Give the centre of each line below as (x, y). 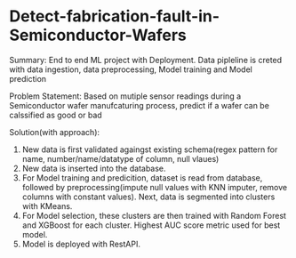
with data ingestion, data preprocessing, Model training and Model (131, 69)
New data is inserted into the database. (94, 168)
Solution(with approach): (55, 132)
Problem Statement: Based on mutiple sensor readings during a (125, 96)
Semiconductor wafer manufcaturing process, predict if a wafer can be (139, 105)
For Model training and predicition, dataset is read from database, (142, 177)
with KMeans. (47, 206)
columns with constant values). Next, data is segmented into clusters (148, 197)
